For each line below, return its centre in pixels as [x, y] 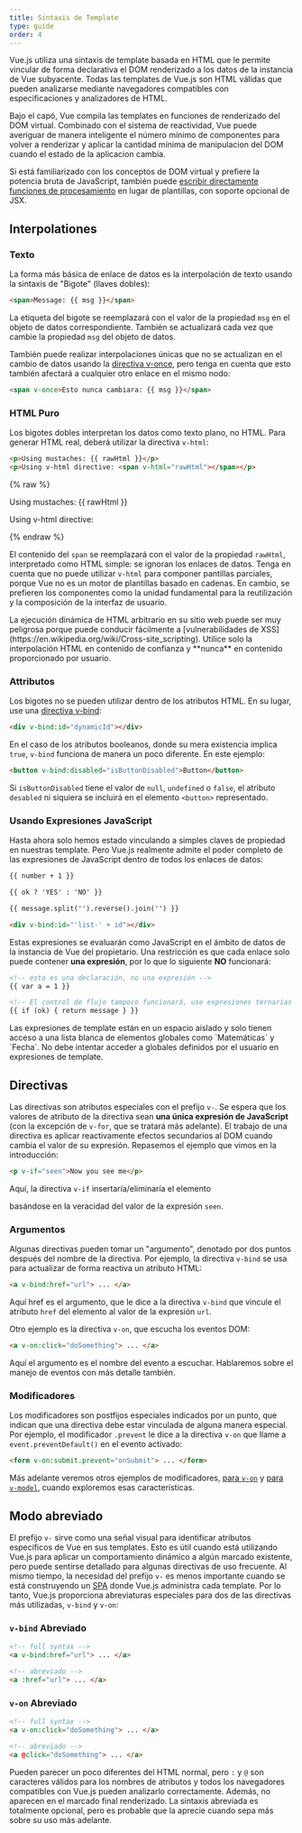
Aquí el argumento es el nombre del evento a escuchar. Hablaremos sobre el [151, 1362]
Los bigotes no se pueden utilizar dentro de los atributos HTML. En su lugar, [151, 701]
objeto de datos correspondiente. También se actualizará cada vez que [141, 327]
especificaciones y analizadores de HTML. [89, 98]
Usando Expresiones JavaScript [81, 820]
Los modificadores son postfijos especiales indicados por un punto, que [143, 1415]
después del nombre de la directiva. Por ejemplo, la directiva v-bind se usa [148, 1258]
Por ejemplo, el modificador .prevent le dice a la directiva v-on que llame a [148, 1434]
